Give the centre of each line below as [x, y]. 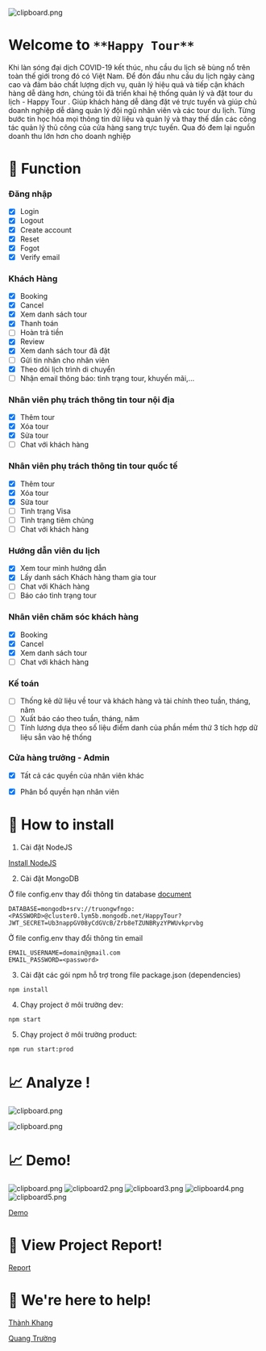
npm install [28, 989]
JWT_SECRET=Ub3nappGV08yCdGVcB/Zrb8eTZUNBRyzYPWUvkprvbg [106, 923]
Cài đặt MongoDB [49, 878]
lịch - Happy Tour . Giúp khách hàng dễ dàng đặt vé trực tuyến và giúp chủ [133, 102]
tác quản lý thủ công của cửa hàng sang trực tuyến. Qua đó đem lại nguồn [132, 127]
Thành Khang [31, 1322]
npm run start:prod [41, 1049]
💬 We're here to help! [80, 1300]
